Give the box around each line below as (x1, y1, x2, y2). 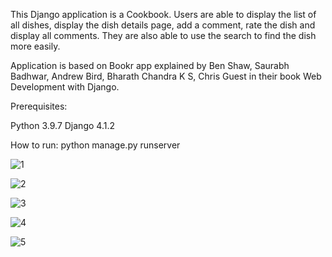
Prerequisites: (10, 100, 68, 112)
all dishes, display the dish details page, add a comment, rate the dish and (10, 19, 316, 31)
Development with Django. (10, 81, 120, 93)
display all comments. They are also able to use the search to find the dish (10, 30, 317, 41)
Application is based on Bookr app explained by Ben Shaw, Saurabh (10, 60, 290, 71)
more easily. (10, 40, 61, 52)
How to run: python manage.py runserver (10, 139, 181, 151)
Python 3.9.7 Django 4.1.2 (10, 120, 115, 131)
